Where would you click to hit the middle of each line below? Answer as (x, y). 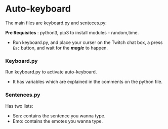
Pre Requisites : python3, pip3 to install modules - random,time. (72, 32)
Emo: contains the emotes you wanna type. (58, 121)
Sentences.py (23, 95)
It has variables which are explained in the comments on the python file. (88, 82)
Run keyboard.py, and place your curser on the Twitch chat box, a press (88, 42)
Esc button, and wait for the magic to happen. (60, 48)
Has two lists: (19, 106)
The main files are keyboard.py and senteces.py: (56, 23)
